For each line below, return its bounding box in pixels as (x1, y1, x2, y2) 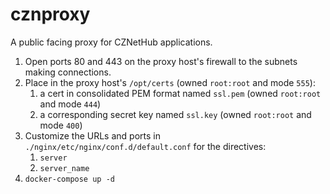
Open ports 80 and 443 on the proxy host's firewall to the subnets (24, 55, 298, 67)
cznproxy (10, 3, 91, 26)
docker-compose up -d (24, 174, 115, 184)
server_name (39, 163, 90, 173)
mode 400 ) (39, 119, 83, 131)
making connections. (24, 66, 112, 78)
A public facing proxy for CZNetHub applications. (10, 36, 213, 48)
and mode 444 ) (39, 98, 102, 110)
